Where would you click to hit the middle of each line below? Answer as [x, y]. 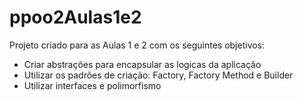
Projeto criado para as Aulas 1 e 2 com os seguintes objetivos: [137, 45]
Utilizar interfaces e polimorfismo [92, 85]
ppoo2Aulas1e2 [75, 17]
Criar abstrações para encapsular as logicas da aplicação [142, 64]
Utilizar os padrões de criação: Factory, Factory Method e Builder [158, 75]
